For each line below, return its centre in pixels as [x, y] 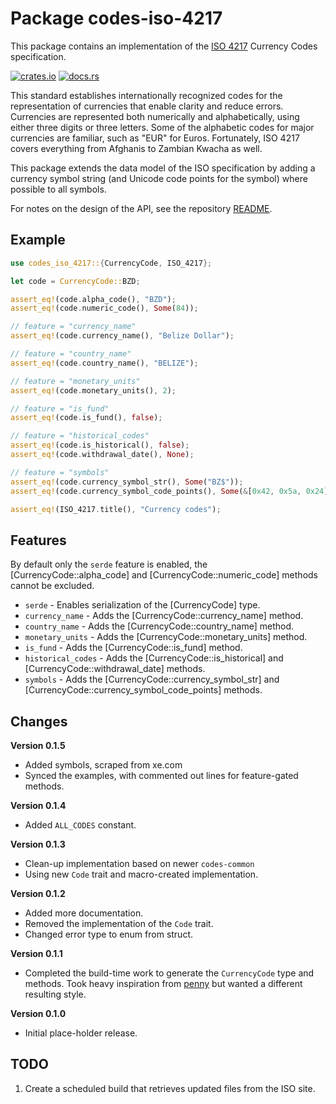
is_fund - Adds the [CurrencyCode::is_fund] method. [133, 648]
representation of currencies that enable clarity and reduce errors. [147, 106]
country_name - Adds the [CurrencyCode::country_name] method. [159, 626]
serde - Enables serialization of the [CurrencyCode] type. [142, 605]
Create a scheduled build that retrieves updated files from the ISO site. [170, 1088]
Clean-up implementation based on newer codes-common [139, 863]
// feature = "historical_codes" [80, 436]
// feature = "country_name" [71, 354]
